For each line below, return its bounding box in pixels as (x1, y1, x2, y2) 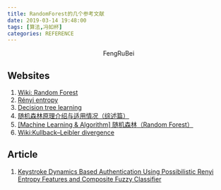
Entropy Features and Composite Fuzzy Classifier (17, 175, 162, 183)
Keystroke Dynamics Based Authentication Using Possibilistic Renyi (17, 167, 214, 176)
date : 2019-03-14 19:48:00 (7, 17, 87, 24)
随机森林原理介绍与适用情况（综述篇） (17, 112, 129, 120)
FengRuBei (102, 49, 135, 58)
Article (7, 148, 38, 160)
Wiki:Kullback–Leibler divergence (17, 128, 115, 137)
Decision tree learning (17, 103, 83, 112)
